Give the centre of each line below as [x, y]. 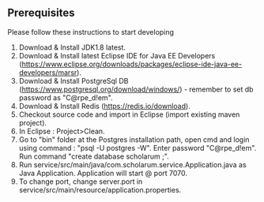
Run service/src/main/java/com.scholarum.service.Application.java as [132, 164]
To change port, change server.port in [81, 181]
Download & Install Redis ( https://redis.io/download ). [104, 106]
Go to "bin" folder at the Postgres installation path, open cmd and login [134, 139]
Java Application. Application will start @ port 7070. [103, 173]
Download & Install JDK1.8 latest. [72, 47]
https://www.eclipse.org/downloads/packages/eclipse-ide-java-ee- [132, 64]
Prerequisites [41, 13]
